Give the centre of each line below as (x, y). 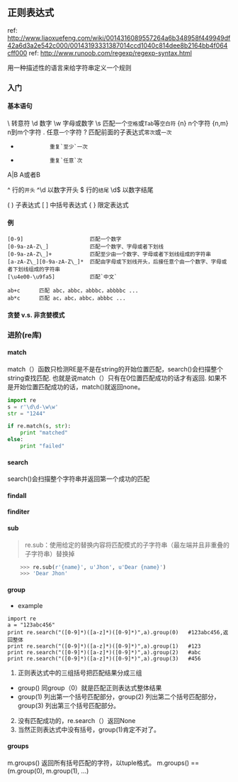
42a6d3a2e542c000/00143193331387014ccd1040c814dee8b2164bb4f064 (118, 45)
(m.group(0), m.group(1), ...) (48, 771)
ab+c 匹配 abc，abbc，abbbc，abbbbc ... (73, 291)
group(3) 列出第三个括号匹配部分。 (69, 705)
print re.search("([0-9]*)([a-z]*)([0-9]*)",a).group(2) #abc (104, 652)
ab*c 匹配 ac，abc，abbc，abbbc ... (67, 298)
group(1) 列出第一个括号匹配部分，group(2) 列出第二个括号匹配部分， (119, 696)
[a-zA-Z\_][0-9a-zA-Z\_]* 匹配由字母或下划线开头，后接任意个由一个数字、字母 (114, 262)
